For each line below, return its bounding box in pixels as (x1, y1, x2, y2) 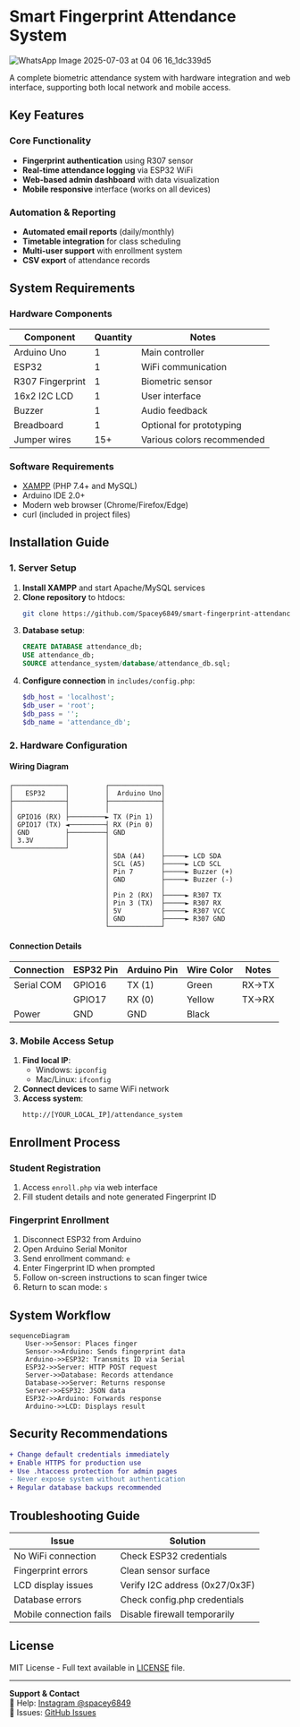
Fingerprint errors (13, 1565, 88, 1577)
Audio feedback (141, 404, 208, 417)
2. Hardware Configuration (9, 739, 128, 752)
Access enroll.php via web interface (21, 1181, 158, 1192)
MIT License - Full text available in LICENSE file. (9, 1662, 186, 1672)
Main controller (141, 346, 205, 358)
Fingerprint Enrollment (9, 1214, 110, 1226)
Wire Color (186, 963, 234, 975)
